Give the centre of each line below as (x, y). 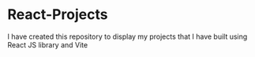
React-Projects (58, 15)
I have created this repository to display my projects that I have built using (127, 36)
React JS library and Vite (48, 44)
